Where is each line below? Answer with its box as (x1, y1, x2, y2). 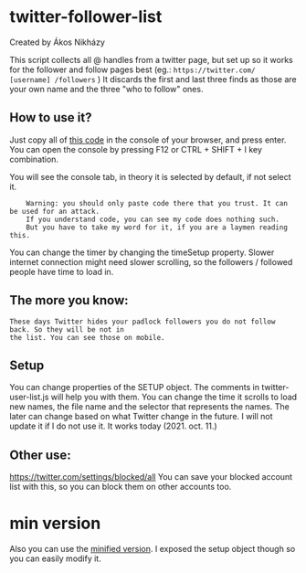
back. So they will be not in (9, 324, 125, 334)
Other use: (9, 447, 71, 462)
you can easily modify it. (9, 553, 102, 564)
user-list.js (9, 391, 49, 403)
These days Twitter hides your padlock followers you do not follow (9, 317, 276, 326)
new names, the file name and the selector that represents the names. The (9, 401, 290, 412)
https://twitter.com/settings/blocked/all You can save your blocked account (9, 472, 293, 483)
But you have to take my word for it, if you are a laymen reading (26, 222, 288, 232)
